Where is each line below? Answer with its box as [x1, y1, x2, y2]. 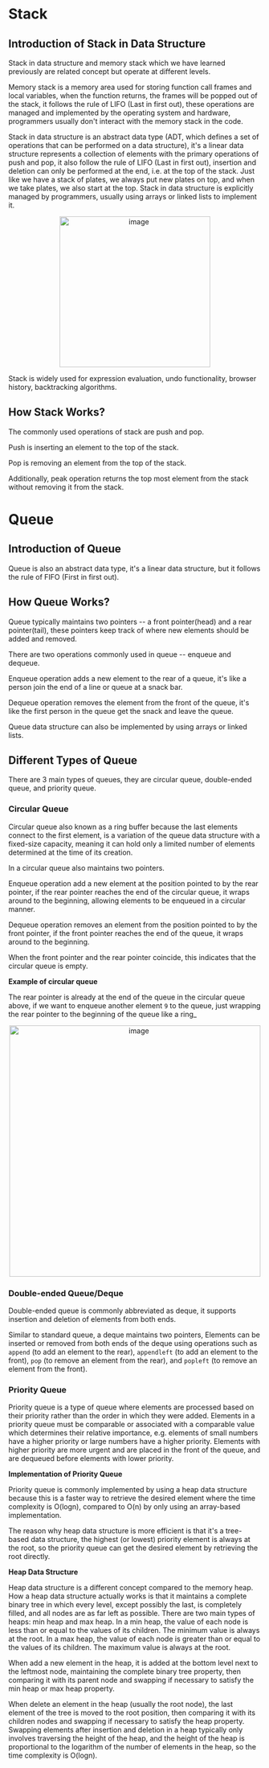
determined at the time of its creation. [8, 847, 133, 857]
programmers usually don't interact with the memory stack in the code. [8, 117, 243, 125]
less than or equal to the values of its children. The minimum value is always [8, 1626, 260, 1635]
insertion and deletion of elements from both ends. [8, 1315, 177, 1324]
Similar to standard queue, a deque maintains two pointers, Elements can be [8, 1330, 261, 1339]
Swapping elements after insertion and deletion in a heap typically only [8, 1725, 243, 1735]
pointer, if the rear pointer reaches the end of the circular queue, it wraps [8, 887, 251, 896]
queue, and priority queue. [8, 783, 96, 793]
